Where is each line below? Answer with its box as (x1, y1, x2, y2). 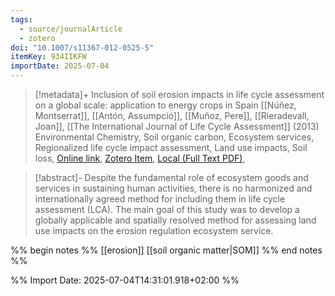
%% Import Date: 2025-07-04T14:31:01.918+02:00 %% (10, 274, 240, 286)
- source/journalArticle (19, 24, 123, 34)
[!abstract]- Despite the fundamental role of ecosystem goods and (34, 172, 309, 183)
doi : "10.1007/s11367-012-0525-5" (10, 42, 155, 53)
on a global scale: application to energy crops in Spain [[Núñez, (34, 99, 297, 111)
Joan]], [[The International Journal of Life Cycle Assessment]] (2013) (34, 121, 320, 132)
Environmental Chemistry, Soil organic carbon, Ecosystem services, (34, 131, 315, 143)
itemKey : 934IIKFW (10, 52, 87, 62)
